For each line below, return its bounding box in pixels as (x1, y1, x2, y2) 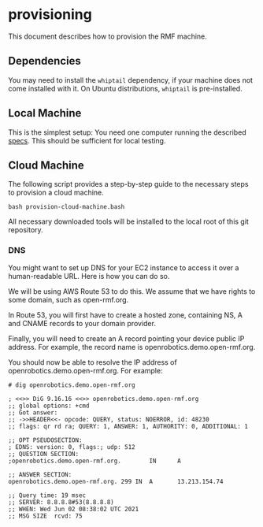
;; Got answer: (8, 408, 58, 417)
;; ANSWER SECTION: (8, 470, 72, 478)
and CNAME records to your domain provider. (8, 318, 156, 328)
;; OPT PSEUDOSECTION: (8, 436, 83, 444)
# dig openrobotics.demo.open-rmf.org (8, 380, 135, 389)
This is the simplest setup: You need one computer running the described (8, 128, 246, 137)
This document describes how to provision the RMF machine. (8, 32, 207, 41)
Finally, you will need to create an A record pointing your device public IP (8, 333, 245, 343)
